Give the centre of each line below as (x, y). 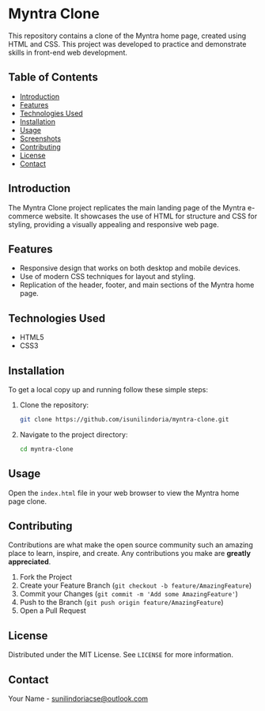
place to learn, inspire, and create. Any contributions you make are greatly (130, 554)
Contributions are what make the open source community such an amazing (131, 545)
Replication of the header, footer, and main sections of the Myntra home (137, 285)
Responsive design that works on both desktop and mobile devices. (130, 268)
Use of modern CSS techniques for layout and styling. (108, 277)
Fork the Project (46, 577)
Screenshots (40, 138)
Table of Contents (53, 77)
